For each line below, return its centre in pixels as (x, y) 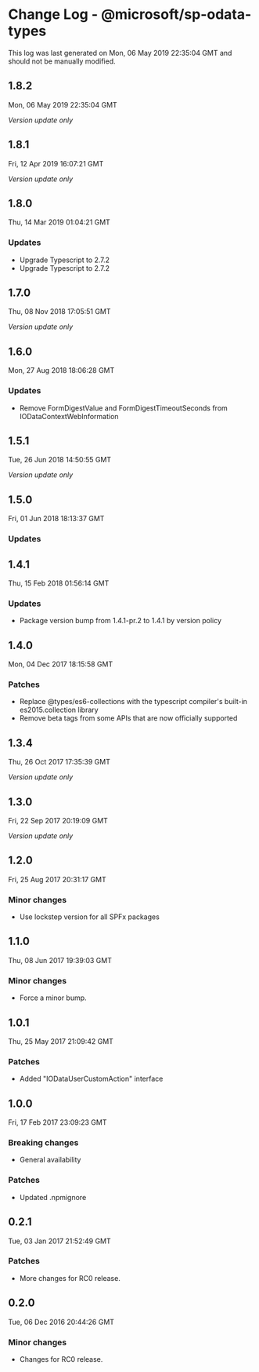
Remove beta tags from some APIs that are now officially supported (128, 718)
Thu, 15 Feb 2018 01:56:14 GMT (59, 583)
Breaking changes (43, 1143)
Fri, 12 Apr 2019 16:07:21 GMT (56, 163)
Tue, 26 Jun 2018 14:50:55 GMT (60, 460)
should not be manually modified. (62, 61)
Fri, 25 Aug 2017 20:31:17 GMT (58, 879)
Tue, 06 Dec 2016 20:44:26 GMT (61, 1322)
